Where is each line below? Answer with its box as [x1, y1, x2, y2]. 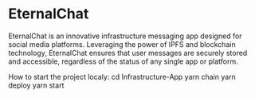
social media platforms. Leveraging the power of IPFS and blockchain [8, 39, 237, 49]
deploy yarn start [8, 80, 65, 90]
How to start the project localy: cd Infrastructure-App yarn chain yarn [8, 72, 237, 81]
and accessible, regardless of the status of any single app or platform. [8, 57, 238, 66]
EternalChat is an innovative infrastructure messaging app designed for [8, 31, 242, 41]
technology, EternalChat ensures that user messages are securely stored [8, 48, 248, 57]
